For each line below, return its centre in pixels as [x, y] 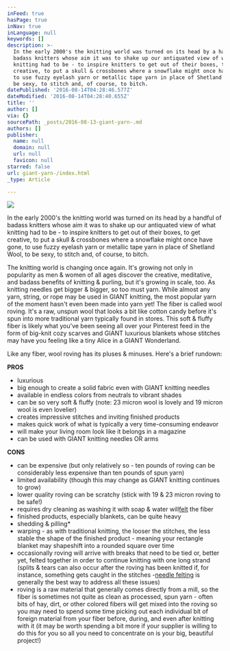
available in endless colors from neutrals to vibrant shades [99, 395]
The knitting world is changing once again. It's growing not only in [100, 268]
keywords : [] [26, 39]
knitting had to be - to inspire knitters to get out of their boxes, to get [104, 232]
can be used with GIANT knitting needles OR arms [88, 439]
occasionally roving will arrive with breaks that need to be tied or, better [118, 553]
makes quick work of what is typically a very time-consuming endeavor [118, 424]
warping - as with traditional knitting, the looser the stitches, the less [114, 531]
